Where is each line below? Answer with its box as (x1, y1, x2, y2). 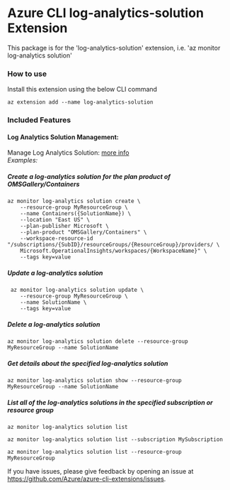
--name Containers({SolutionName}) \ (20, 210, 132, 217)
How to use (7, 69, 47, 79)
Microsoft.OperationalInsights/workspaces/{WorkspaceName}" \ (20, 247, 207, 255)
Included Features (7, 115, 71, 125)
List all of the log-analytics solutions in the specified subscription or (7, 398, 214, 406)
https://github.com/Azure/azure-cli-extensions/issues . (7, 474, 166, 484)
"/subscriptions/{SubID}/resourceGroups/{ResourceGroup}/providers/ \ (7, 241, 220, 249)
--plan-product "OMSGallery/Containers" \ (20, 229, 147, 236)
